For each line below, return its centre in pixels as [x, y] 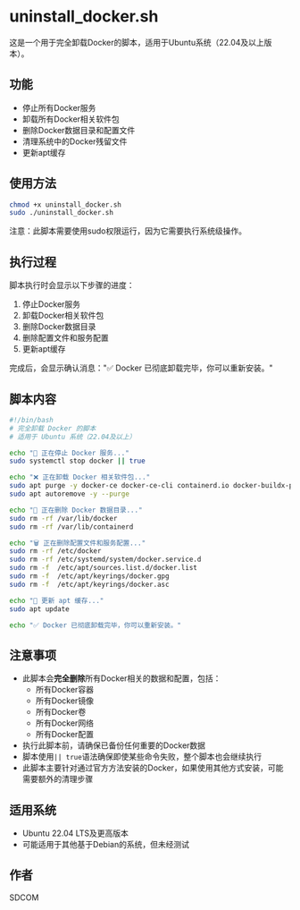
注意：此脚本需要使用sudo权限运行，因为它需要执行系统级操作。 [128, 231]
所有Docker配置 [64, 735]
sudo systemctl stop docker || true [77, 461]
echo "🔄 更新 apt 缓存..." [57, 600]
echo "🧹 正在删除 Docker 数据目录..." [76, 510]
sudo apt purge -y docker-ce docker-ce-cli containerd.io [119, 486]
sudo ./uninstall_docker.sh [62, 213]
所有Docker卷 [61, 712]
